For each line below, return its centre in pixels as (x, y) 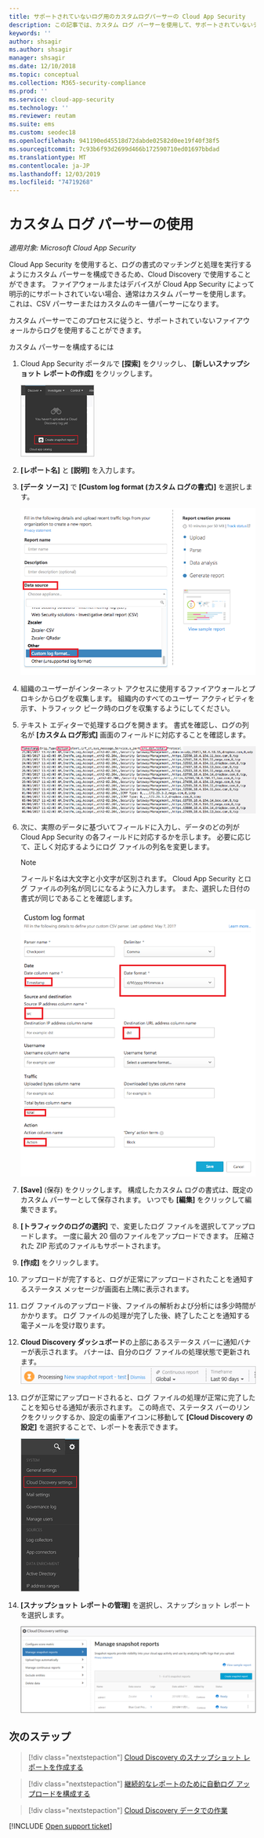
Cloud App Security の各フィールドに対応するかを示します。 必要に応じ (136, 837)
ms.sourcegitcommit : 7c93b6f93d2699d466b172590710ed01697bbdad (114, 149)
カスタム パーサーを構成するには (61, 347)
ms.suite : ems (32, 124)
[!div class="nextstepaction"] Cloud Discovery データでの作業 (128, 1810)
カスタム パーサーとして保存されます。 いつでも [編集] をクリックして (132, 1199)
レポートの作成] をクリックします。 (99, 374)
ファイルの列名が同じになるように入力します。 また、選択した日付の (140, 888)
